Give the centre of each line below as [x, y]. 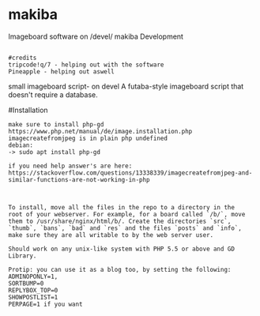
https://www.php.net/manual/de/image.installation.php [100, 131]
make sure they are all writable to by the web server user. [111, 235]
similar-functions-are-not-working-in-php [79, 179]
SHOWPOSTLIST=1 [33, 297]
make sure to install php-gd [56, 124]
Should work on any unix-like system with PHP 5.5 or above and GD [122, 249]
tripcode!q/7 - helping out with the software [86, 65]
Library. [23, 256]
